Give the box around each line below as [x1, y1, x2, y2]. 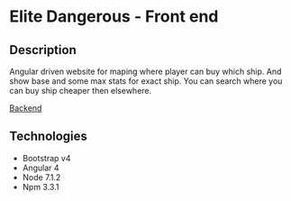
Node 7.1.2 [22, 171, 61, 182]
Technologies [9, 129, 88, 144]
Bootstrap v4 [22, 152, 71, 163]
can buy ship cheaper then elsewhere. [9, 86, 152, 96]
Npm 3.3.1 [22, 181, 59, 192]
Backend [9, 103, 42, 114]
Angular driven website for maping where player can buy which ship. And [9, 66, 282, 77]
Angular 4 [22, 162, 60, 173]
